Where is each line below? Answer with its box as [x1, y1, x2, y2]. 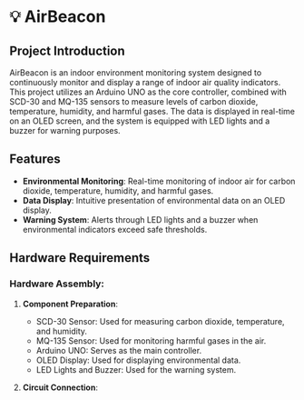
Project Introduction [9, 43, 125, 58]
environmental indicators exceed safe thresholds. [22, 224, 208, 235]
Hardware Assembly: [9, 277, 104, 290]
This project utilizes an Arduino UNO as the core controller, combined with [9, 86, 288, 97]
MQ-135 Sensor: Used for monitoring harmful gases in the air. [35, 335, 267, 346]
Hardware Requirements [9, 250, 151, 265]
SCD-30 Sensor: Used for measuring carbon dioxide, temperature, [35, 315, 285, 326]
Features [9, 152, 61, 167]
